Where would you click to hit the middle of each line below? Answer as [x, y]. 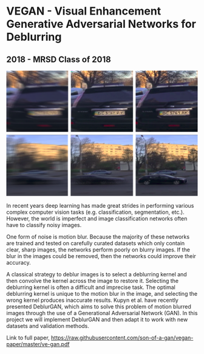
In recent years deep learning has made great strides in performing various [100, 206]
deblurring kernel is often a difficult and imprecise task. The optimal [91, 287]
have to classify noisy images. [44, 225]
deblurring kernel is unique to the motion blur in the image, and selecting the [102, 294]
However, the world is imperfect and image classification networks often [97, 219]
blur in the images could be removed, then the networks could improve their [101, 256]
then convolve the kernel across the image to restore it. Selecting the [93, 281]
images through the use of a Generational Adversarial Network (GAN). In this [102, 313]
